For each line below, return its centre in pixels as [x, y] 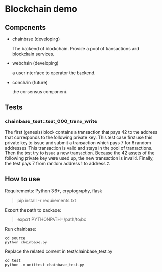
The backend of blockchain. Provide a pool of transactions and [76, 48]
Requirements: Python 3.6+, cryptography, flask [54, 191]
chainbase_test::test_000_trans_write [51, 121]
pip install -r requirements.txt [46, 200]
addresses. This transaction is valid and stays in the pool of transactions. [79, 148]
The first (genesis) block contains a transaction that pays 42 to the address [81, 132]
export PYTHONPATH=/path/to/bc [52, 219]
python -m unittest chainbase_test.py [45, 265]
